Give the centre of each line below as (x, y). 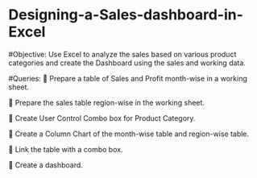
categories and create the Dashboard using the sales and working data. (127, 63)
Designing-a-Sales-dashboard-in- (126, 15)
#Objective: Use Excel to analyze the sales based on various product (122, 54)
